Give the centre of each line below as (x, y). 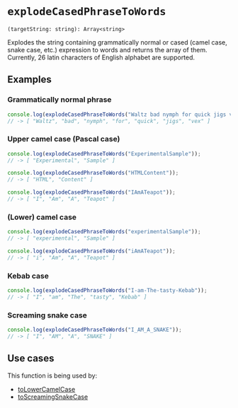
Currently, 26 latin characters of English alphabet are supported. (101, 57)
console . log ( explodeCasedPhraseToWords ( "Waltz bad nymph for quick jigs (117, 115)
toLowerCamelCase (46, 389)
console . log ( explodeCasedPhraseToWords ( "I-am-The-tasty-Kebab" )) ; (107, 291)
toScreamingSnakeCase (53, 397)
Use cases (31, 359)
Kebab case (28, 276)
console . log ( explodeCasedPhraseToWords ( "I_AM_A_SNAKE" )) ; (95, 330)
